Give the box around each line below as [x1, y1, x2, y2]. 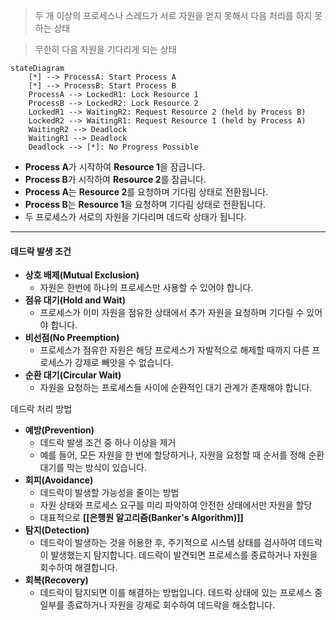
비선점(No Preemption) [24, 332, 120, 344]
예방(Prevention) [24, 424, 95, 436]
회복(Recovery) [24, 574, 89, 586]
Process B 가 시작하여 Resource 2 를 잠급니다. [24, 174, 207, 185]
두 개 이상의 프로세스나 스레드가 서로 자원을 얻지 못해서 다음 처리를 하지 [34, 10, 313, 21]
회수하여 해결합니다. [39, 562, 118, 574]
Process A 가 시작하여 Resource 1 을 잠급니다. [24, 161, 206, 173]
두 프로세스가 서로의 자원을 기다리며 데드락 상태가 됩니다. [24, 211, 247, 223]
